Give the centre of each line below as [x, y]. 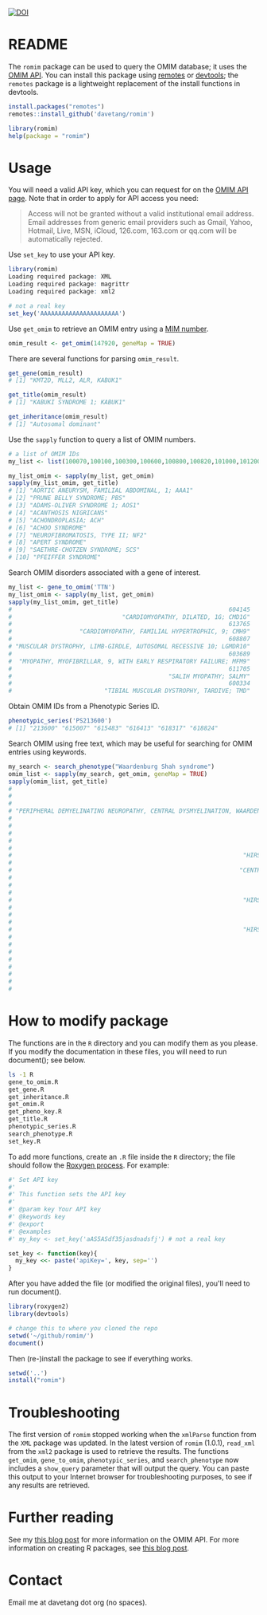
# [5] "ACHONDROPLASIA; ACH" [56, 520]
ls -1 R [21, 1074]
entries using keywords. [47, 752]
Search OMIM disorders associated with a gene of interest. [104, 573]
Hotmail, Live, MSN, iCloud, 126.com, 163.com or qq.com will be [132, 230]
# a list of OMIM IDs [44, 454]
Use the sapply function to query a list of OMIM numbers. [102, 439]
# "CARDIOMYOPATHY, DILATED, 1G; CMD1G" [129, 617]
